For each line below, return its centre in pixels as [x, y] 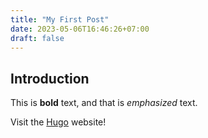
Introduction [50, 78]
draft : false [37, 38]
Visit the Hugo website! [58, 122]
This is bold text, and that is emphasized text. [104, 103]
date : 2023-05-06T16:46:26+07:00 [80, 29]
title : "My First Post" [60, 19]
